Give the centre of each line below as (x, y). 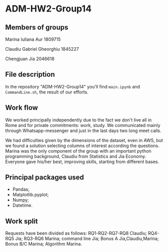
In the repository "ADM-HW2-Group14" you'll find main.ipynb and (73, 86)
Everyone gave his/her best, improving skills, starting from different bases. (82, 162)
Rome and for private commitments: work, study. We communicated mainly (83, 125)
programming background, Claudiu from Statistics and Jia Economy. (76, 156)
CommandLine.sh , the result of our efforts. (47, 92)
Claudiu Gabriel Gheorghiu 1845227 (42, 49)
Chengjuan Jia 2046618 (30, 59)
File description (30, 75)
